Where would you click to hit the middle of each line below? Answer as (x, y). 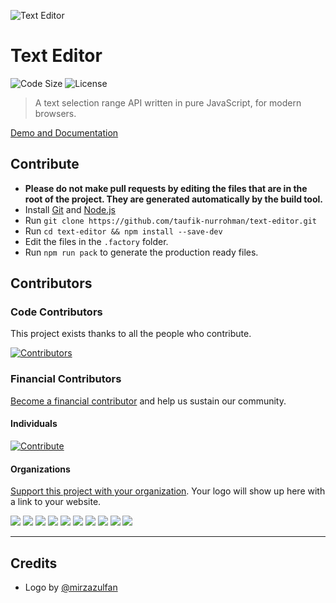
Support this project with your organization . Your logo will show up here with (168, 491)
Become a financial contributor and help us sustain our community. (148, 401)
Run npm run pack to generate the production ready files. (141, 252)
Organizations (40, 469)
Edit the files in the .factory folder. (96, 241)
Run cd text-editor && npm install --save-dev (123, 231)
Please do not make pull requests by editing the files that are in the (166, 188)
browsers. (55, 113)
